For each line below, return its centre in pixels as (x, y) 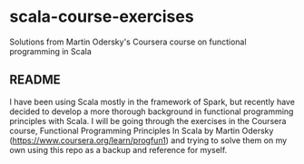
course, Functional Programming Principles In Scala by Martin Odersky (142, 130)
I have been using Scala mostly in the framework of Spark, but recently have (152, 101)
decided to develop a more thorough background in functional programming (152, 111)
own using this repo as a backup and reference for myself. (118, 150)
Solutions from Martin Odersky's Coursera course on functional (128, 42)
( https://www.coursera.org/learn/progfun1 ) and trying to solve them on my (148, 140)
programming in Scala (51, 51)
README (35, 80)
